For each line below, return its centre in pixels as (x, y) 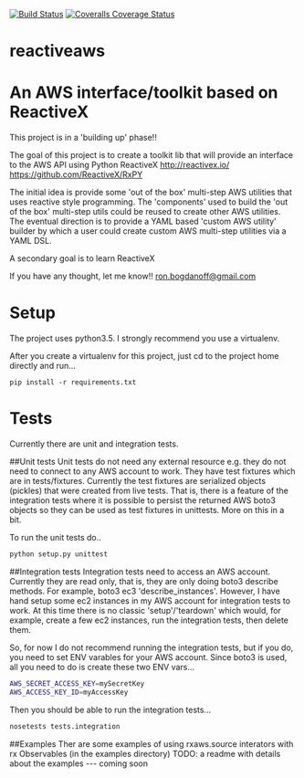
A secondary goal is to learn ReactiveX (82, 258)
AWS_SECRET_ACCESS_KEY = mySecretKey (77, 683)
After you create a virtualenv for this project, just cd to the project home (144, 356)
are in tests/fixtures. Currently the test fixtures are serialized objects (138, 481)
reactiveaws (58, 51)
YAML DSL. (31, 241)
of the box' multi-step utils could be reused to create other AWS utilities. (145, 212)
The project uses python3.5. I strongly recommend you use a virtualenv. (145, 339)
